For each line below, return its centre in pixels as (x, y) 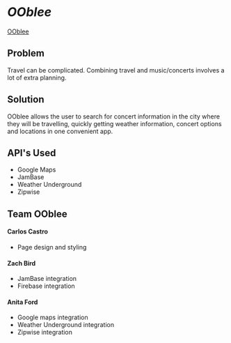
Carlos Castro (28, 231)
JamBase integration (47, 279)
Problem (26, 53)
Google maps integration (53, 317)
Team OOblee (37, 214)
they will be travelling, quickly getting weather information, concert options (114, 123)
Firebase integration (46, 286)
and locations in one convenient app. (60, 131)
